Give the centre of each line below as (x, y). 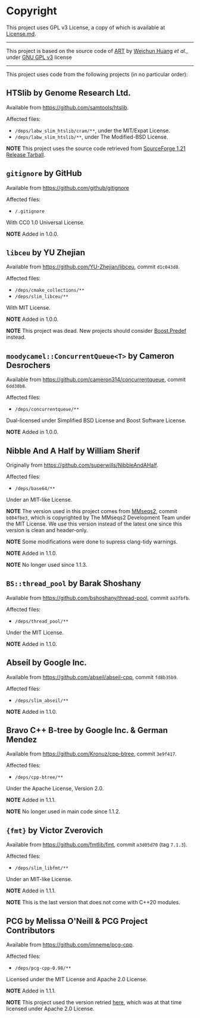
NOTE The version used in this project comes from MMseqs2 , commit (92, 511)
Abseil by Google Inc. (47, 663)
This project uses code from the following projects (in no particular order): (97, 74)
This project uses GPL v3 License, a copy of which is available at (86, 27)
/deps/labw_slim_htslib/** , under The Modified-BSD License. (91, 137)
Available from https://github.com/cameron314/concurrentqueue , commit (96, 380)
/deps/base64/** (35, 489)
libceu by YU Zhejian (46, 252)
